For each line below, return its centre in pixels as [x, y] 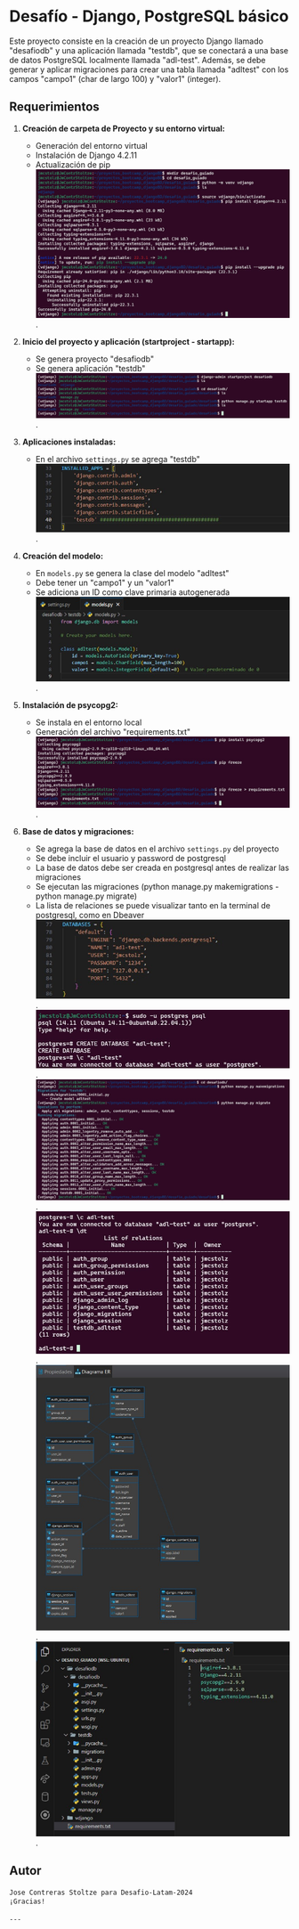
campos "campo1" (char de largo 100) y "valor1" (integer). [115, 78]
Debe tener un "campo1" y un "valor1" [105, 582]
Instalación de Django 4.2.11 [86, 155]
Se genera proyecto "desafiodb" [94, 359]
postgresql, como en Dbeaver [90, 916]
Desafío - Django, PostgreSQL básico [149, 16]
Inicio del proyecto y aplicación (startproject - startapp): [128, 341]
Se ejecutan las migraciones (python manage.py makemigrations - [157, 887]
